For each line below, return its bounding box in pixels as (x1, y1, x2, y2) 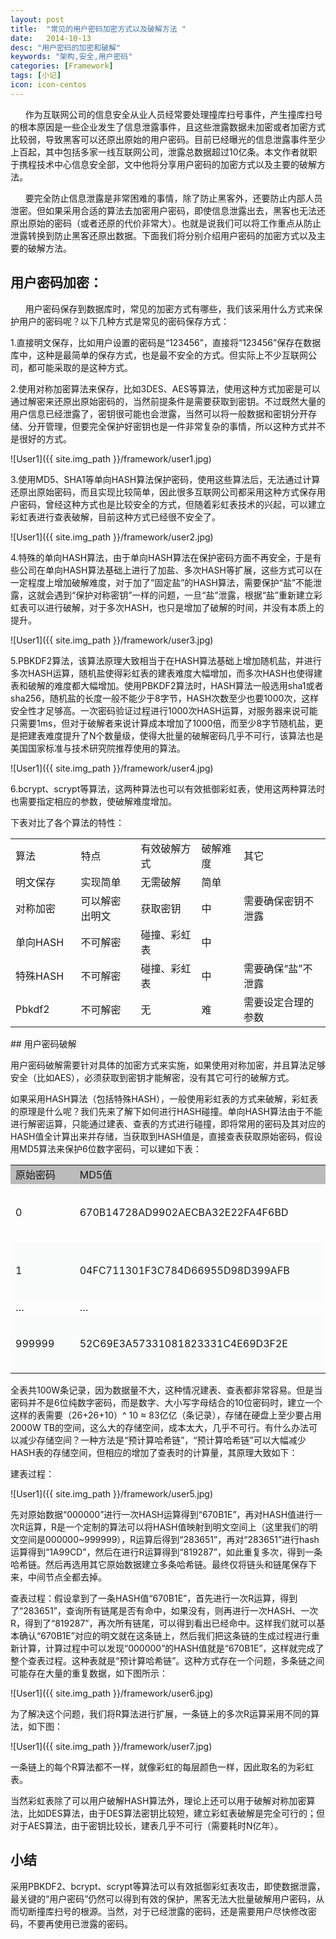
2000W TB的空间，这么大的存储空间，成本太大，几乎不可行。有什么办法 (10, 1422, 309, 1434)
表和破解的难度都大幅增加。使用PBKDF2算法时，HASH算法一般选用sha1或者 (10, 679, 324, 691)
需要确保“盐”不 (243, 961, 313, 975)
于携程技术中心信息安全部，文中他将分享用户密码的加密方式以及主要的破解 (10, 158, 317, 170)
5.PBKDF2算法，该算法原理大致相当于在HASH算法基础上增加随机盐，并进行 (10, 654, 322, 666)
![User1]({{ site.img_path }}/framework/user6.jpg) (10, 1687, 214, 1700)
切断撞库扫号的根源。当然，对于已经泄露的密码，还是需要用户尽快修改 (18, 1905, 308, 1917)
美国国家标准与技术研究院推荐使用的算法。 (10, 742, 186, 754)
